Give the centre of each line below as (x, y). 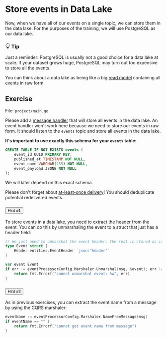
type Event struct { (27, 246)
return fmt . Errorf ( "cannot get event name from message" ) (75, 326)
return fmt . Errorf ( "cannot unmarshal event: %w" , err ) (72, 274)
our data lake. (19, 33)
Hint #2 (14, 291)
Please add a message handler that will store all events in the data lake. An (82, 120)
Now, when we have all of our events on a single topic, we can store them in (83, 23)
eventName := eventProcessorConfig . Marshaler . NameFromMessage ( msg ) (77, 317)
